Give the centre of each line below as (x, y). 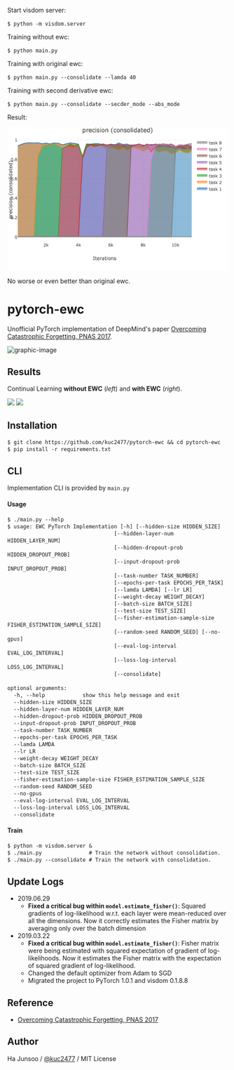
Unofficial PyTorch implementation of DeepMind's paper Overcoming (107, 329)
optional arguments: (37, 689)
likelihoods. (44, 958)
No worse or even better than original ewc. (69, 281)
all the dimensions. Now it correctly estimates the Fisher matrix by (123, 921)
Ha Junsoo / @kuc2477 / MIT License (62, 1058)
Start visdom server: (37, 10)
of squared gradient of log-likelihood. (82, 966)
